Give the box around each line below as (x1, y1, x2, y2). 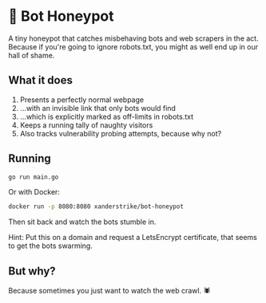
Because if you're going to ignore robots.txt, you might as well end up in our (8, 41, 259, 51)
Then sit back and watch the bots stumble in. (8, 217, 157, 226)
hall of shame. (8, 50, 55, 60)
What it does (8, 73, 73, 87)
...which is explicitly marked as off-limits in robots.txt (19, 112, 194, 121)
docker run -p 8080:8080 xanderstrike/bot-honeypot (8, 203, 184, 211)
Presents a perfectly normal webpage (19, 95, 145, 104)
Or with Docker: (8, 187, 60, 197)
